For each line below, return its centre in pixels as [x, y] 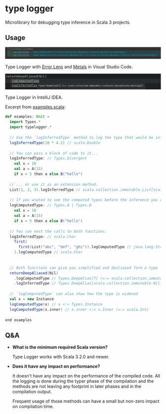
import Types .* [25, 122]
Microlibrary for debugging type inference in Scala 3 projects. [68, 22]
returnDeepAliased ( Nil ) [34, 273]
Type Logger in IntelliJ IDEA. [34, 97]
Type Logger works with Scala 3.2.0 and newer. [61, 357]
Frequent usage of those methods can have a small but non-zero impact [86, 401]
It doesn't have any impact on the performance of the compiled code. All [86, 376]
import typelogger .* [31, 127]
